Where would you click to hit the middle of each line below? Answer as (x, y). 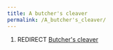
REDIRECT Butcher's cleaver (58, 39)
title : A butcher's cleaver (48, 13)
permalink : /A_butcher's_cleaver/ (57, 20)
